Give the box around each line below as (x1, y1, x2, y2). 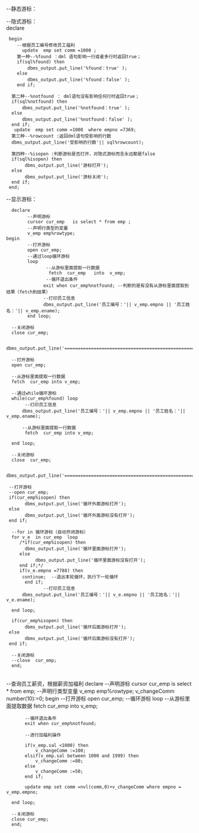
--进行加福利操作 (24, 732, 61, 738)
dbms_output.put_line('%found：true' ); (27, 65, 127, 71)
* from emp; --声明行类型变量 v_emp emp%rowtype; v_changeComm (6, 688, 175, 695)
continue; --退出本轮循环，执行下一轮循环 (21, 574, 118, 580)
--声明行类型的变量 (27, 225, 68, 231)
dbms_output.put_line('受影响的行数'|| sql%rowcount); (11, 140, 145, 145)
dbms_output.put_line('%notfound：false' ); (21, 116, 133, 122)
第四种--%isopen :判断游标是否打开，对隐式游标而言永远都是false (11, 151, 156, 157)
